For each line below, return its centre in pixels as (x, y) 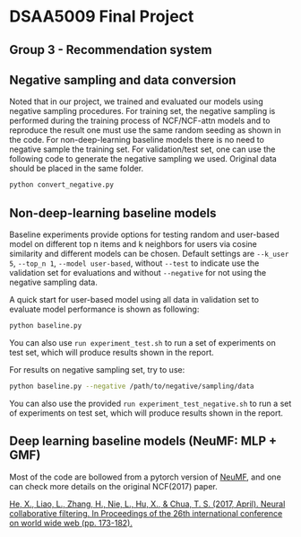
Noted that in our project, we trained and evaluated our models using (136, 101)
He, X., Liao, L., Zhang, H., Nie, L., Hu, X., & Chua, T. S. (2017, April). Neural (147, 504)
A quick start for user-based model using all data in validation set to (134, 300)
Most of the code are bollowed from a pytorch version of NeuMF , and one (146, 477)
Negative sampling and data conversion (123, 79)
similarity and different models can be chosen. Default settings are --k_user (149, 254)
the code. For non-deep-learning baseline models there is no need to (137, 140)
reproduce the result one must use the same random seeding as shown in (146, 130)
